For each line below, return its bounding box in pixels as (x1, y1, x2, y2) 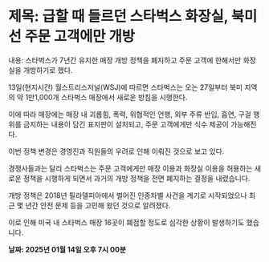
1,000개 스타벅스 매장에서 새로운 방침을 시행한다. (35, 92, 188, 102)
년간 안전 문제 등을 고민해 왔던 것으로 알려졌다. (25, 200, 171, 210)
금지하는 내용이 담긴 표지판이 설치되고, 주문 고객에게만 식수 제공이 (22, 119, 229, 129)
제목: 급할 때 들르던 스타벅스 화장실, (8, 7, 229, 26)
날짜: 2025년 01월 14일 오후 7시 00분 (8, 244, 127, 254)
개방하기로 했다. (22, 65, 73, 75)
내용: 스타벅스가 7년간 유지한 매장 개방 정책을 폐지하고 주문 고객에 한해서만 (8, 55, 242, 65)
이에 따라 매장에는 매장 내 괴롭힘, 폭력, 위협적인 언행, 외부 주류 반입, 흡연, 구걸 (8, 109, 251, 119)
